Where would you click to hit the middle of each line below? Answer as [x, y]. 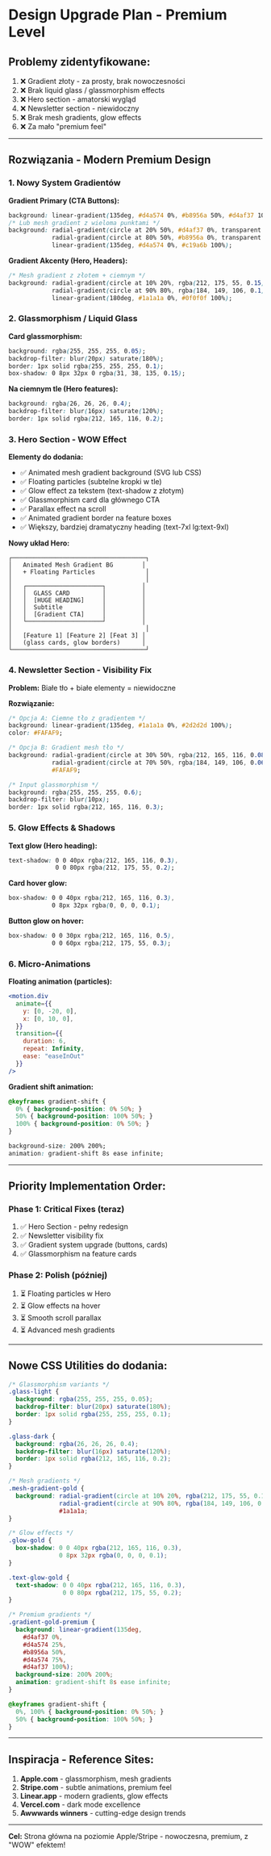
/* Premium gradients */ [50, 1615]
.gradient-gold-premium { [52, 1622]
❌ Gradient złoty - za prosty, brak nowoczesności [102, 81]
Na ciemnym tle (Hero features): [63, 389]
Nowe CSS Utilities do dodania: [88, 1366]
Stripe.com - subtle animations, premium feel [96, 1787]
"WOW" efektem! [37, 1845]
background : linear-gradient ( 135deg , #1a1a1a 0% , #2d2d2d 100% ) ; [120, 725]
